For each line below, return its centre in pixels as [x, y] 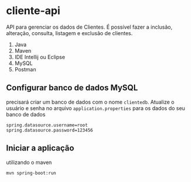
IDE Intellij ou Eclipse [40, 57]
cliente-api [33, 11]
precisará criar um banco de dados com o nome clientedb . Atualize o [90, 102]
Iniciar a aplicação [40, 148]
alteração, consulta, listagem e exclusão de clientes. [70, 33]
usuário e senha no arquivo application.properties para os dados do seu [95, 108]
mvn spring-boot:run [31, 173]
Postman [25, 69]
